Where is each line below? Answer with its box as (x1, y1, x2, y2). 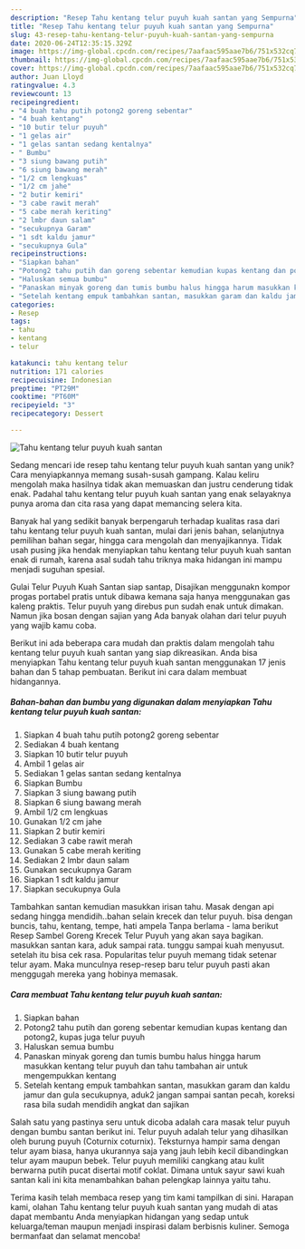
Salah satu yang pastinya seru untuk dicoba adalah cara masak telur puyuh (10, 1117, 291, 1127)
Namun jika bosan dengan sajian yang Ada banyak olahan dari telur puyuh (10, 610, 287, 621)
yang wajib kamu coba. (10, 620, 98, 630)
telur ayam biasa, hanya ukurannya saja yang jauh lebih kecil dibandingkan (10, 1145, 289, 1156)
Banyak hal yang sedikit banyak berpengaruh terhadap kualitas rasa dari (10, 515, 280, 526)
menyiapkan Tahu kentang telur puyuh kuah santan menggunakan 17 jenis (10, 657, 286, 668)
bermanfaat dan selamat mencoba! (10, 1230, 141, 1241)
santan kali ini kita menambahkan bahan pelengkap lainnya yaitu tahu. (10, 1174, 272, 1185)
